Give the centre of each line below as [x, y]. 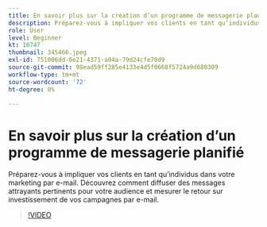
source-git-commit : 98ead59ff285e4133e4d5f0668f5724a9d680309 [113, 67]
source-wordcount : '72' [48, 82]
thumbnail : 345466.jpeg [48, 52]
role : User [26, 30]
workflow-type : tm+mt [44, 75]
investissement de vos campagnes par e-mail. [84, 200]
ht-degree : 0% [32, 89]
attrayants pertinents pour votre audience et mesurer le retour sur [116, 191]
